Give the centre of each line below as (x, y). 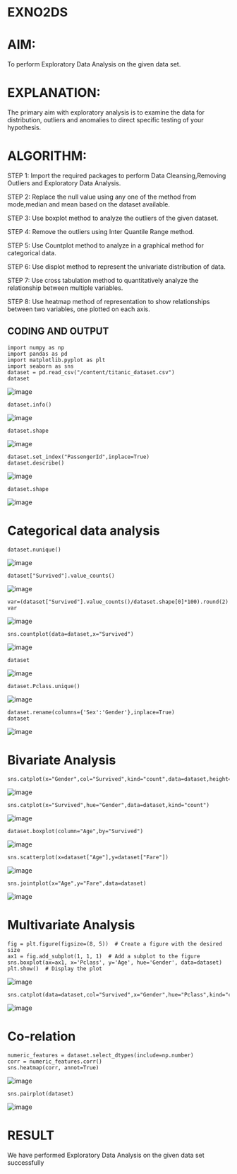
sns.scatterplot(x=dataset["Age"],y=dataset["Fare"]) (88, 857)
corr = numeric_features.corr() (55, 1062)
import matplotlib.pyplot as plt (56, 360)
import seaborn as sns (41, 366)
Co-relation (42, 1036)
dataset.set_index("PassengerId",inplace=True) (79, 457)
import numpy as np (36, 347)
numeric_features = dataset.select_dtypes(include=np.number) (101, 1055)
